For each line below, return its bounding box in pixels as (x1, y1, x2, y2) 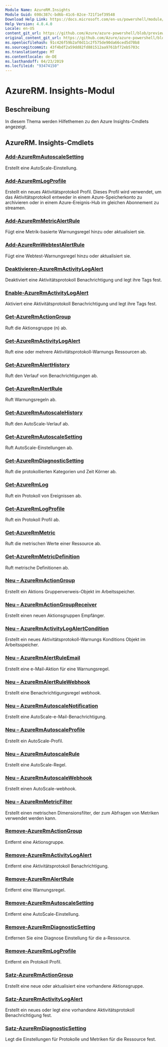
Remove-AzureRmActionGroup (5, 828, 82, 835)
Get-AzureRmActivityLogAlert (5, 337, 80, 344)
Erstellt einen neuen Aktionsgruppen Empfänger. (5, 613, 105, 619)
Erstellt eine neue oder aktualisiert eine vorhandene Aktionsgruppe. (5, 983, 144, 989)
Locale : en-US (5, 26, 35, 31)
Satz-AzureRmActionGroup (5, 972, 73, 979)
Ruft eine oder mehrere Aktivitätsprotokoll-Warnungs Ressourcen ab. (5, 348, 147, 355)
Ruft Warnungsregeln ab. (5, 397, 56, 403)
